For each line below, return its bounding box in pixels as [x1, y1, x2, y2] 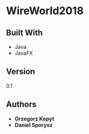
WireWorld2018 [6, 4, 84, 18]
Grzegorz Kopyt [14, 115, 54, 122]
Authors [6, 99, 37, 110]
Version [6, 67, 35, 77]
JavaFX [14, 50, 33, 57]
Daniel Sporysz [14, 121, 53, 128]
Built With [6, 28, 43, 38]
